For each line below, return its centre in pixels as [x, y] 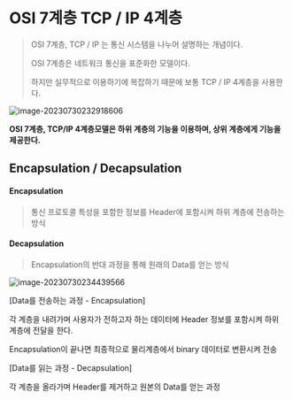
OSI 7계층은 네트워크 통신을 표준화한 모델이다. [110, 63]
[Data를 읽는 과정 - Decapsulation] [71, 367]
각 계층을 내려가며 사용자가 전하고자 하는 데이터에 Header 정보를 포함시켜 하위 [144, 319]
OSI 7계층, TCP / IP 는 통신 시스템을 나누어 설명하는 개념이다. [137, 44]
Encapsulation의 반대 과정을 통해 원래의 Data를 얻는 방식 [130, 264]
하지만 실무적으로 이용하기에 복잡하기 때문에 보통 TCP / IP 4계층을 [145, 81]
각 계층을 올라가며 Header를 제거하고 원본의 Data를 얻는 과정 [115, 387]
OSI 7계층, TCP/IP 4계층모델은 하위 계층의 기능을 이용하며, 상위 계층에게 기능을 [145, 128]
